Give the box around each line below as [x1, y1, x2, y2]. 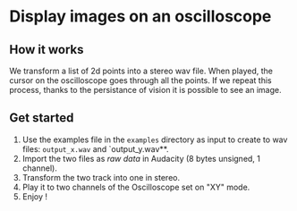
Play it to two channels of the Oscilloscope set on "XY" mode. [21, 181, 250, 192]
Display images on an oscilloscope [9, 6, 272, 27]
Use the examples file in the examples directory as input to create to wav [21, 134, 288, 145]
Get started [9, 110, 74, 126]
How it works [9, 42, 84, 57]
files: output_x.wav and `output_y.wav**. [21, 143, 169, 154]
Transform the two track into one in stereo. [21, 172, 181, 182]
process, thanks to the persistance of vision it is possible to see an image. [9, 85, 282, 95]
